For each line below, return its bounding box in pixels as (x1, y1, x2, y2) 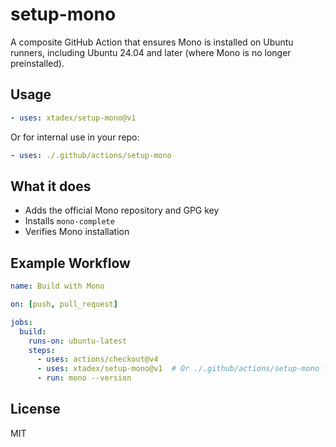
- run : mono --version (36, 373, 132, 383)
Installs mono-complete (24, 215, 115, 227)
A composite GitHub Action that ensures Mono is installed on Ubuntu (10, 36, 294, 48)
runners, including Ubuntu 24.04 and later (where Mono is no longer (10, 46, 292, 58)
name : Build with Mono (10, 281, 105, 292)
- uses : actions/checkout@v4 (36, 354, 159, 365)
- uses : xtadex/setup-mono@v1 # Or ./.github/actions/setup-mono (36, 364, 320, 374)
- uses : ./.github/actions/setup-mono (10, 150, 172, 160)
